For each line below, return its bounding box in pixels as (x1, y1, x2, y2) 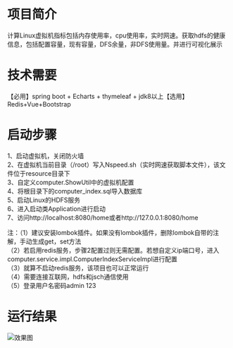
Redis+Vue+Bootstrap (7, 100, 72, 108)
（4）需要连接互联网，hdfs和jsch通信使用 (7, 272, 129, 281)
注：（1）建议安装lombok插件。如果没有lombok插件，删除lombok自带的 (7, 228, 213, 236)
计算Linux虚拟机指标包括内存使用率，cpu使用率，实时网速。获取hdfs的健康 (7, 31, 226, 40)
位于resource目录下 (13, 169, 70, 177)
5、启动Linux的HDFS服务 (7, 196, 81, 204)
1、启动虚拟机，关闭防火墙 (7, 151, 84, 160)
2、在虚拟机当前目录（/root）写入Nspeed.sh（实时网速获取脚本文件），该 (7, 160, 220, 169)
